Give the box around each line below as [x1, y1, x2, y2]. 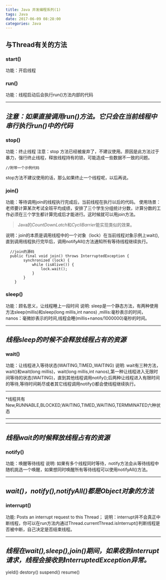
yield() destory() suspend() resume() [5, 569, 80, 575]
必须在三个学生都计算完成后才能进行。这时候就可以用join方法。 [9, 212, 138, 217]
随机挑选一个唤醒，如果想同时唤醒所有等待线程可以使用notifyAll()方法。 [5, 467, 151, 472]
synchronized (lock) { [23, 258, 70, 263]
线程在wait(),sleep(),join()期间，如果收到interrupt [5, 546, 160, 555]
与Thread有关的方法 [5, 40, 67, 49]
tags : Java [5, 12, 28, 17]
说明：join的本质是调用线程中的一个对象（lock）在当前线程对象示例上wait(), [5, 232, 160, 238]
